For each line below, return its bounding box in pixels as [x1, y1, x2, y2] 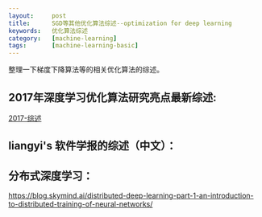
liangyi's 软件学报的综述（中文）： [8, 139, 177, 153]
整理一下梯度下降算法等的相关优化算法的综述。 [8, 65, 164, 75]
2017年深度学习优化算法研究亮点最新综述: [8, 90, 217, 104]
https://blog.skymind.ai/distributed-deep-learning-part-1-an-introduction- [8, 190, 254, 201]
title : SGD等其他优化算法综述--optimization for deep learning [8, 19, 232, 27]
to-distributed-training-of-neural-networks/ [8, 199, 153, 209]
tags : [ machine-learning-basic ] [8, 42, 139, 50]
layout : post [8, 11, 67, 20]
